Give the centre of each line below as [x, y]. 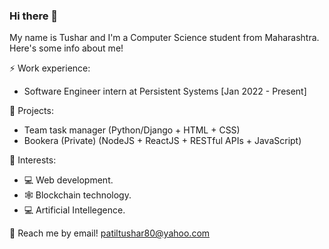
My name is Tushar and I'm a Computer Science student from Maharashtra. [164, 38]
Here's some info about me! [66, 48]
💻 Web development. [68, 180]
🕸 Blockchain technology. [77, 195]
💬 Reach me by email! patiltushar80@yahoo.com [110, 233]
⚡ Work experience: [50, 68]
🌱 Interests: [33, 160]
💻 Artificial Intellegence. [74, 210]
